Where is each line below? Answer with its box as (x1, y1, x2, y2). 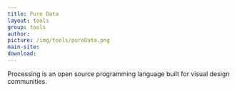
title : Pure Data (7, 10, 59, 18)
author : (7, 30, 31, 38)
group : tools (7, 23, 46, 31)
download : (7, 50, 37, 58)
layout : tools (7, 17, 50, 24)
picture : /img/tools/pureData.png (7, 37, 111, 44)
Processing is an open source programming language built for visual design (7, 69, 230, 78)
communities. (7, 77, 48, 85)
